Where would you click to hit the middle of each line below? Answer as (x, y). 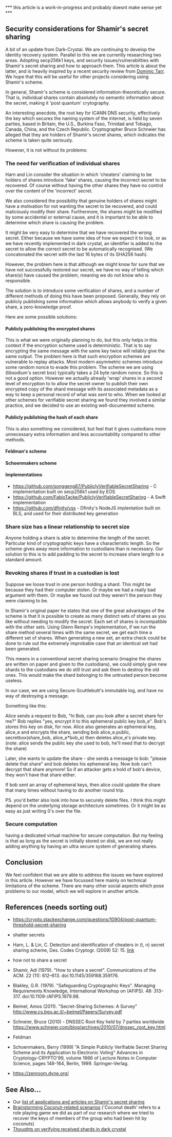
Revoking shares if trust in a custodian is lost (62, 573)
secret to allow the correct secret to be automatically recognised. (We (79, 249)
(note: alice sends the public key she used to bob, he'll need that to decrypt (85, 743)
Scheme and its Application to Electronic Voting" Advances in (78, 1053)
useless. (14, 680)
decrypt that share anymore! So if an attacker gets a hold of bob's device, (83, 769)
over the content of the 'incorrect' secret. (49, 191)
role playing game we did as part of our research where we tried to (83, 1113)
